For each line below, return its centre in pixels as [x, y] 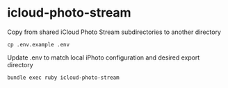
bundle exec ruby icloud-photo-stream [63, 78]
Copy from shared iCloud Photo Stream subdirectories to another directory [114, 32]
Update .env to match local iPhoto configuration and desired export [104, 58]
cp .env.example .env [39, 44]
